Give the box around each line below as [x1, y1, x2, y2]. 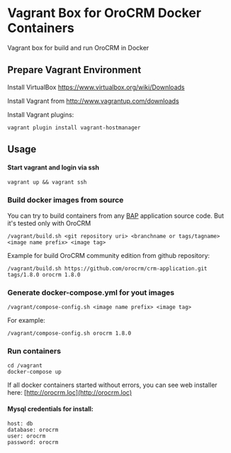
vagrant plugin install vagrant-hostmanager [7, 124, 141, 131]
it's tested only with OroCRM [7, 218, 91, 228]
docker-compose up [7, 369, 62, 376]
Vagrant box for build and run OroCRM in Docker [7, 43, 150, 52]
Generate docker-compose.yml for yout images [7, 287, 175, 297]
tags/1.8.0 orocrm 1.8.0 [7, 271, 81, 278]
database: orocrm [7, 427, 59, 434]
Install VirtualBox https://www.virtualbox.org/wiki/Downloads [7, 83, 185, 91]
